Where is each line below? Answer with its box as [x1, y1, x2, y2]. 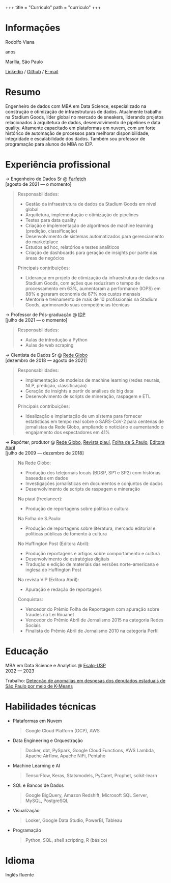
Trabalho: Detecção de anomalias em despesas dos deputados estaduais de [5, 677, 166, 683]
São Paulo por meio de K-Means [5, 683, 73, 689]
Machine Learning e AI [12, 762, 60, 768]
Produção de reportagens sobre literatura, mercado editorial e [25, 525, 156, 531]
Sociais [25, 622, 41, 628]
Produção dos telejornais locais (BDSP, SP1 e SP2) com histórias [25, 469, 161, 475]
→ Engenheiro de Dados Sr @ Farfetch [5, 176, 87, 182]
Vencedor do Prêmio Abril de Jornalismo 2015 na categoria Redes [25, 617, 164, 623]
